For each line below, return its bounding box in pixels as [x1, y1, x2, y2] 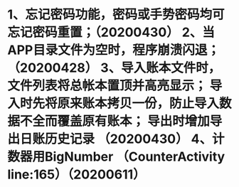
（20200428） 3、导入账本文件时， [7, 60, 221, 76]
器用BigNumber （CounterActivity [20, 149, 225, 165]
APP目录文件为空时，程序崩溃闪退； [7, 42, 221, 58]
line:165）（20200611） [7, 166, 146, 183]
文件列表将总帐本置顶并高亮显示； [7, 78, 208, 94]
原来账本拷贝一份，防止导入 [57, 95, 220, 112]
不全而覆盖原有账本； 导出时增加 [20, 113, 210, 129]
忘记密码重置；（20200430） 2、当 [7, 24, 216, 41]
